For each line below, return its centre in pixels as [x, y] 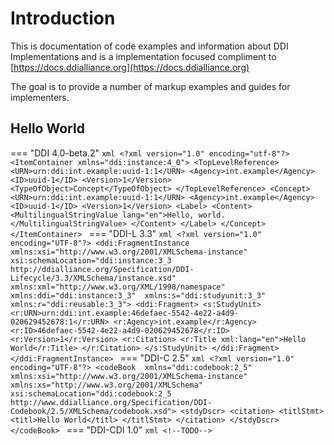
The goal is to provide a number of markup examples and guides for [150, 86]
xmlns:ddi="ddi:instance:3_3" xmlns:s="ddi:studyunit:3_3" [138, 295]
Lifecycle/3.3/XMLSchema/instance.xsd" [93, 278]
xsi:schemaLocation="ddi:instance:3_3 [91, 260]
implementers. [40, 97]
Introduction [63, 18]
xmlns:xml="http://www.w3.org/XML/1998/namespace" [118, 287]
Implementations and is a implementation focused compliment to [143, 56]
